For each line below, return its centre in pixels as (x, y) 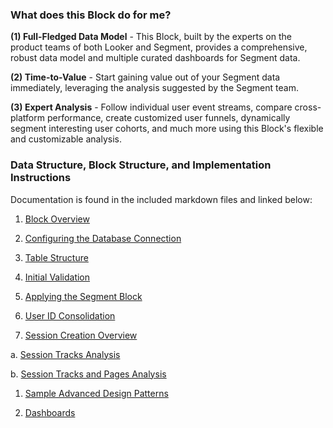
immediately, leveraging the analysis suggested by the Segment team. (154, 88)
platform (27, 118)
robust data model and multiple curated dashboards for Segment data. (155, 58)
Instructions (41, 178)
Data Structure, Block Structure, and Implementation (141, 165)
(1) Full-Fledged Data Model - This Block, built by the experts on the (151, 37)
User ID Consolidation (70, 315)
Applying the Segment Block (83, 296)
